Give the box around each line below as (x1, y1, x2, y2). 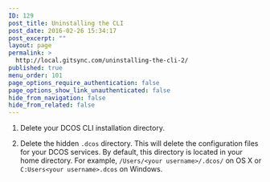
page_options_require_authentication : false (8, 79, 160, 87)
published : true (8, 64, 63, 72)
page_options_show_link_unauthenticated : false (8, 86, 171, 95)
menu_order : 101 (8, 71, 63, 79)
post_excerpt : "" (8, 34, 67, 42)
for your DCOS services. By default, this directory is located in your (19, 148, 243, 157)
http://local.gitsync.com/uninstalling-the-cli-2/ (15, 57, 189, 65)
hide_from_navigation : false (8, 94, 106, 102)
